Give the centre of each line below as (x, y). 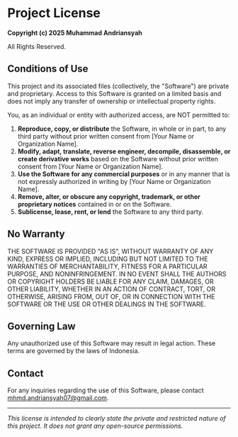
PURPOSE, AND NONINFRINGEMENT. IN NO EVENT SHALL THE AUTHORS (117, 274)
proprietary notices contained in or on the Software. (95, 204)
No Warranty (36, 234)
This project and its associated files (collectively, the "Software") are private (118, 86)
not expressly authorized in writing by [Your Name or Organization (114, 181)
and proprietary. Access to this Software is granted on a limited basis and (114, 93)
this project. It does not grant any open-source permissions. (95, 426)
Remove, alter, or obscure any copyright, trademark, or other (109, 196)
